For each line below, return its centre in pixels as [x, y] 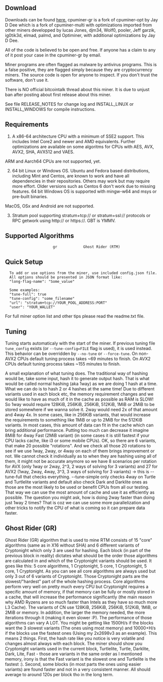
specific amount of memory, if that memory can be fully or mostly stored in [80, 591]
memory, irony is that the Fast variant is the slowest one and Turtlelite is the [81, 659]
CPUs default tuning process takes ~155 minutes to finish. [63, 364]
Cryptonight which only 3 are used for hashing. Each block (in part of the [78, 550]
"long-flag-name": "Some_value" [42, 282]
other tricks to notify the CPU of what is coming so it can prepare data [75, 508]
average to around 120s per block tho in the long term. [59, 674]
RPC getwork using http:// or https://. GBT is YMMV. [64, 221]
